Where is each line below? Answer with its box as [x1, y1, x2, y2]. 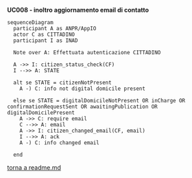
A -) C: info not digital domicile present [19, 85, 146, 92]
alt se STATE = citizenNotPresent [13, 79, 112, 86]
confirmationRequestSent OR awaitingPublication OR [7, 103, 158, 110]
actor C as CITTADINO [13, 31, 75, 38]
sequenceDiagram [7, 19, 53, 26]
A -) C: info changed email [19, 140, 99, 146]
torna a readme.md [7, 164, 62, 171]
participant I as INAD [13, 37, 78, 44]
